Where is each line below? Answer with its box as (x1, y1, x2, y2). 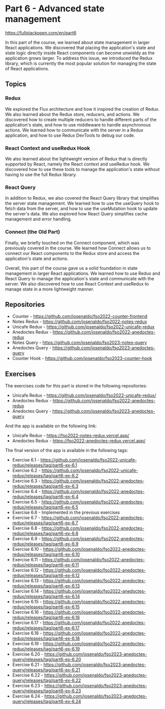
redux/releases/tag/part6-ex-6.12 (12, 573, 80, 579)
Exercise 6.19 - (12, 641, 42, 647)
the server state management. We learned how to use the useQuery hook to (5, 201, 159, 207)
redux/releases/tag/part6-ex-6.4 (12, 494, 79, 500)
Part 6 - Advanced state (5, 3, 105, 14)
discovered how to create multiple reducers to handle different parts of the (5, 117, 157, 123)
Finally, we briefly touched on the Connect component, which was (5, 240, 139, 246)
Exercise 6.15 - (12, 599, 42, 605)
